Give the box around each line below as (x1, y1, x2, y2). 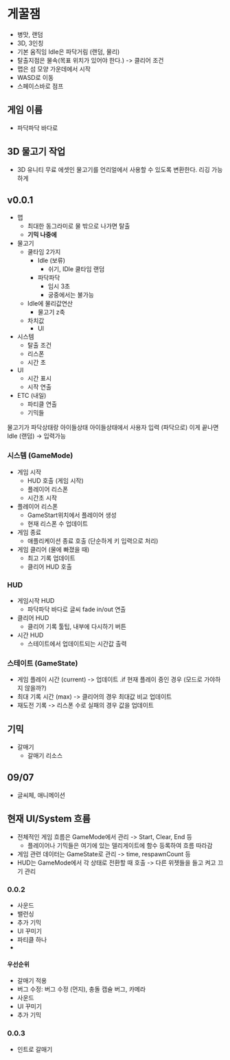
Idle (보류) (37, 256, 66, 265)
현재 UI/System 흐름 (7, 813, 91, 825)
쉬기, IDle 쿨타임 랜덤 (47, 265, 105, 273)
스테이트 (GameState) (7, 658, 78, 668)
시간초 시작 (27, 494, 57, 502)
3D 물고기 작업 (7, 146, 66, 158)
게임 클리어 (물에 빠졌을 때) (16, 545, 90, 553)
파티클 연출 (27, 400, 57, 408)
